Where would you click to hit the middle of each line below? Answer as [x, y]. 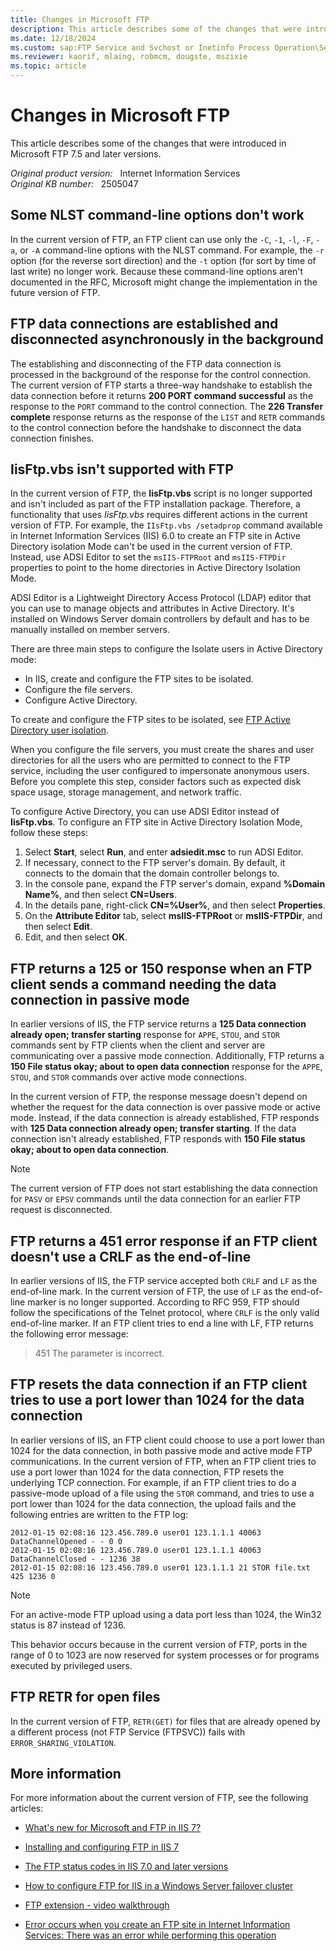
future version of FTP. [55, 292]
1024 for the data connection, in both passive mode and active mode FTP [161, 1450]
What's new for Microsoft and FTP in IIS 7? [113, 1828]
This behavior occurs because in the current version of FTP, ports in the [159, 1644]
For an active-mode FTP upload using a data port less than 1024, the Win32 [166, 1614]
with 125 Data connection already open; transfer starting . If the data [153, 1128]
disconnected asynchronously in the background [167, 339]
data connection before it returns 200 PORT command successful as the [162, 395]
